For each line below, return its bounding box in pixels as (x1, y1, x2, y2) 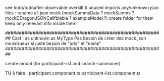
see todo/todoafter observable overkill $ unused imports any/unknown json (5, 5, 159, 10)
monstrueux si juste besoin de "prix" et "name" (5, 40, 102, 46)
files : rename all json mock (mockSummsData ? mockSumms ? (5, 10, 135, 16)
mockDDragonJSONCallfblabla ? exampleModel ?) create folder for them (5, 15, 154, 21)
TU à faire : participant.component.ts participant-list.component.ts (5, 70, 141, 76)
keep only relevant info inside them (5, 20, 77, 26)
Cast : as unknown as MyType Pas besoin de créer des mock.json (11, 35, 146, 41)
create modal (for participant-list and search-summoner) (5, 61, 121, 66)
